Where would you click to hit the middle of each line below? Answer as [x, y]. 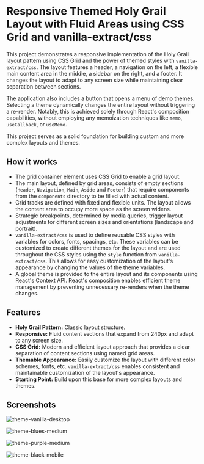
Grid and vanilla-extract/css [79, 37]
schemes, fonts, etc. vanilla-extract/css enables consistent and [97, 366]
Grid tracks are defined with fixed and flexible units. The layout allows [103, 202]
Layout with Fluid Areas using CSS [95, 24]
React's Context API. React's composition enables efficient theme [98, 280]
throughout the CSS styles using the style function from [86, 254]
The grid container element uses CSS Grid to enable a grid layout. [98, 176]
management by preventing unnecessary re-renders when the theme [102, 287]
